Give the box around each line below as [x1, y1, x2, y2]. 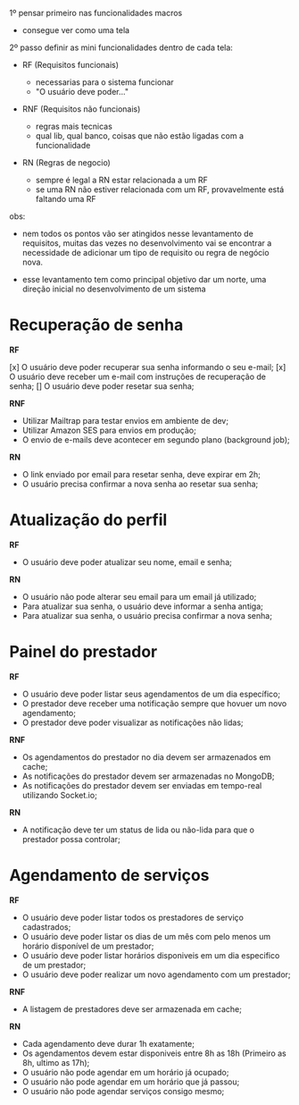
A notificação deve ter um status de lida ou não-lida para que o [21, 824, 254, 835]
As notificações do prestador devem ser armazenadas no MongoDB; [21, 771, 275, 781]
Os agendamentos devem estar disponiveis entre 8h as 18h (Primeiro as [21, 1048, 287, 1059]
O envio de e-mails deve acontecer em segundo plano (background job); [21, 434, 290, 445]
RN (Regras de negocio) [21, 157, 112, 168]
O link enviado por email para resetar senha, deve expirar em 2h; [21, 468, 261, 479]
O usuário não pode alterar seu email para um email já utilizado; [21, 591, 257, 602]
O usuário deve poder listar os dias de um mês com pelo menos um [21, 931, 271, 941]
